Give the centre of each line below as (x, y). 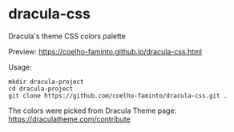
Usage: (20, 67)
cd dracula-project (41, 89)
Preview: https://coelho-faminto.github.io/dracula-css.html (105, 51)
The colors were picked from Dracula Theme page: (93, 110)
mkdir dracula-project (46, 82)
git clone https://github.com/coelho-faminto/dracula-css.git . (118, 96)
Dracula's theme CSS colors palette (67, 36)
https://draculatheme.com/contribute (69, 119)
